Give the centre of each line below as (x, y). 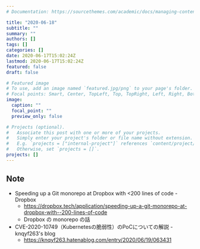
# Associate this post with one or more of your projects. (84, 133)
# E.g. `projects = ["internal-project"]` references (77, 144)
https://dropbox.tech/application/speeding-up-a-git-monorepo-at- (105, 206)
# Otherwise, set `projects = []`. (53, 150)
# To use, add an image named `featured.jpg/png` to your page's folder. (100, 89)
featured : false (26, 67)
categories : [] (25, 50)
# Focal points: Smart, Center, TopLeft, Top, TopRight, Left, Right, (96, 94)
